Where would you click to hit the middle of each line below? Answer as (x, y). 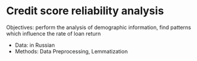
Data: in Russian (35, 45)
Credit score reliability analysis (85, 11)
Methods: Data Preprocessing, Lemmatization (71, 51)
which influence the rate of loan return (54, 33)
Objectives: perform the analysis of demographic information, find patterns (99, 27)
